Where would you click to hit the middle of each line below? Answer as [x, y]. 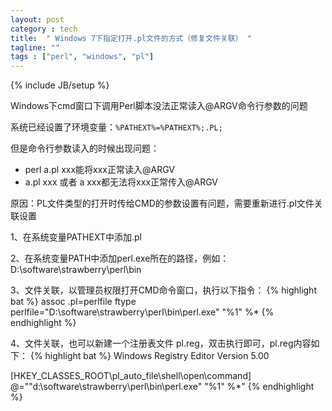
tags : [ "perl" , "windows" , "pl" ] [82, 57]
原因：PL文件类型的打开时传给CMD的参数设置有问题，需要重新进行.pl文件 [162, 203]
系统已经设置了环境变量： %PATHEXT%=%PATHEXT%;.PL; [116, 127]
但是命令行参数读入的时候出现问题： [85, 148]
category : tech [44, 29]
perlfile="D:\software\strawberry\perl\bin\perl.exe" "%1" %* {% [142, 312]
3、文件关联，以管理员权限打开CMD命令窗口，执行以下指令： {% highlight [163, 290]
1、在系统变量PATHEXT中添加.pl [76, 237]
